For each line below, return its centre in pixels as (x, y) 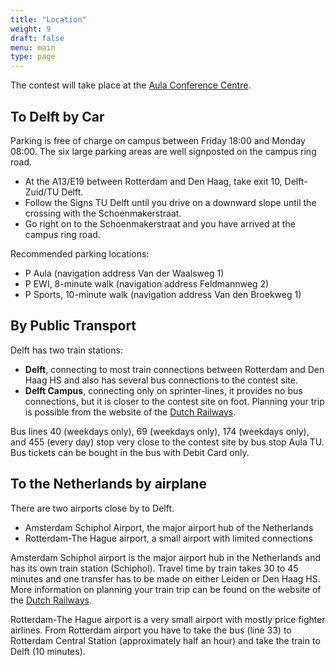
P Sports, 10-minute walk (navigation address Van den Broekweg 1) (163, 294)
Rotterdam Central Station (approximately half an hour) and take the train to (165, 640)
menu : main (33, 47)
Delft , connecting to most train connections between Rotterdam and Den (174, 369)
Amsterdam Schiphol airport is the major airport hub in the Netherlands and (166, 557)
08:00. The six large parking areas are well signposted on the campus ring (163, 151)
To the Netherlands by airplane (108, 484)
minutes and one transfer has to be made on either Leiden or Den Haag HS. (165, 578)
